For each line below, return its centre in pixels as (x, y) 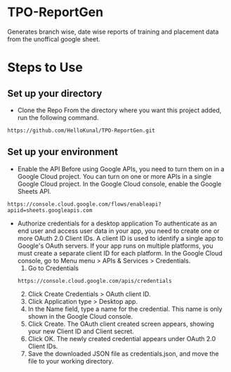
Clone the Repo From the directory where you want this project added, (119, 110)
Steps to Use (45, 68)
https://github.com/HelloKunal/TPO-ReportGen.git (81, 131)
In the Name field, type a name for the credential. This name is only (125, 309)
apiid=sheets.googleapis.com (50, 210)
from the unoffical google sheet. (54, 39)
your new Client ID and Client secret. (81, 331)
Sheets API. (34, 191)
